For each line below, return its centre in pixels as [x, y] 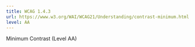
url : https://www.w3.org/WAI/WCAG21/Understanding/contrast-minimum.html [98, 17]
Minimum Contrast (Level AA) [41, 39]
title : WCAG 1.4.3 [28, 11]
